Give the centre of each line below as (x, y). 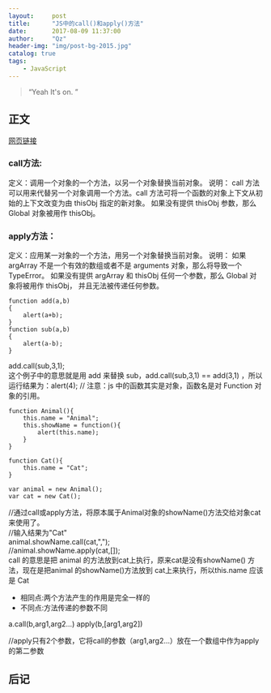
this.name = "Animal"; (61, 419)
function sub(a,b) (39, 329)
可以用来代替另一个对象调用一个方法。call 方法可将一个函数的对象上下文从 (132, 192)
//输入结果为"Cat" (38, 533)
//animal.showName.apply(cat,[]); (64, 551)
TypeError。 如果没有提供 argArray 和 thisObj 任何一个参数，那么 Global (128, 276)
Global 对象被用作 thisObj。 (54, 213)
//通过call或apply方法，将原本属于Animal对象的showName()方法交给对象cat (135, 513)
